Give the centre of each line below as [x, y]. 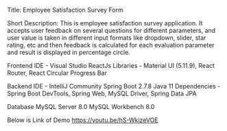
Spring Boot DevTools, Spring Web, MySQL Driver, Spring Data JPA [102, 93]
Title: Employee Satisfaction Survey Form [65, 10]
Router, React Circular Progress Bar [57, 73]
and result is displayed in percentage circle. [69, 52]
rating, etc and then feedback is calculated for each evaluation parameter [111, 45]
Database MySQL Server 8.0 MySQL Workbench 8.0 [81, 107]
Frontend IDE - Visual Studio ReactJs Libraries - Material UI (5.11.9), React [111, 65]
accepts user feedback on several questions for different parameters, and [111, 31]
